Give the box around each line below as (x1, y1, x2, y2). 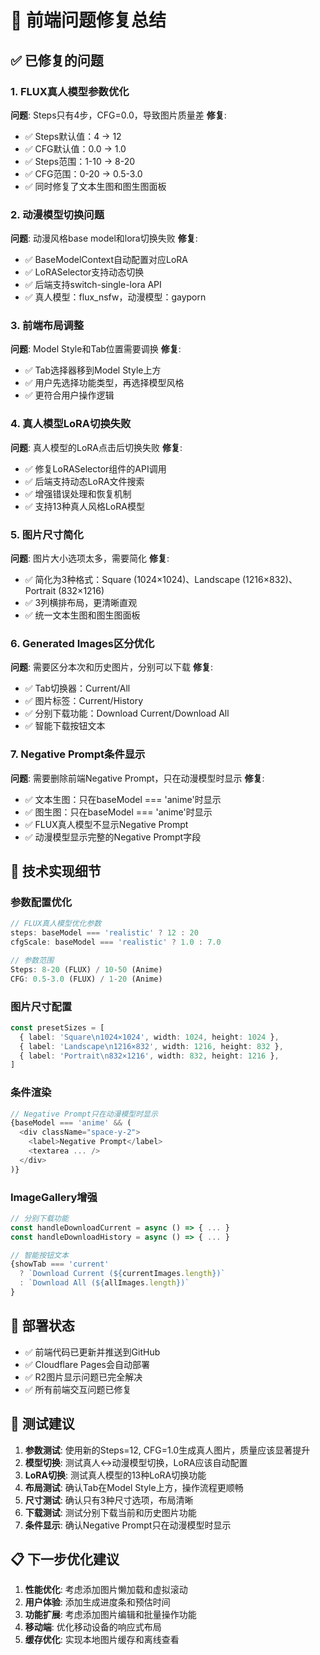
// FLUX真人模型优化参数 (10, 919, 102, 929)
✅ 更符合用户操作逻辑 (24, 389, 115, 401)
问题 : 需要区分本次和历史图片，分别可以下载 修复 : (10, 661, 213, 673)
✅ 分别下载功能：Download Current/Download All (24, 707, 230, 720)
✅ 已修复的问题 (10, 52, 104, 69)
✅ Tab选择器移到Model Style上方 (24, 364, 162, 376)
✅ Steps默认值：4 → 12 (24, 130, 122, 142)
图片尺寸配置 (10, 999, 73, 1013)
